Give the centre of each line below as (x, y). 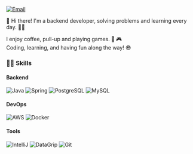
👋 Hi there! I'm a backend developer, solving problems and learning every (96, 21)
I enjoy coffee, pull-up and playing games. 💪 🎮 (64, 39)
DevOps (16, 104)
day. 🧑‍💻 (16, 27)
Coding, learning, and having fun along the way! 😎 (69, 47)
